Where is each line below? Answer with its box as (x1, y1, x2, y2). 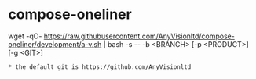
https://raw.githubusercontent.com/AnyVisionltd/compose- (43, 31, 236, 41)
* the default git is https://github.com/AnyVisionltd (8, 63, 192, 71)
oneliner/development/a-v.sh (8, 39, 102, 48)
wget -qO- (8, 31, 42, 41)
